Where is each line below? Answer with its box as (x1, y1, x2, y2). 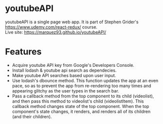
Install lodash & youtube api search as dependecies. (12, 67, 117, 73)
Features (5, 46, 42, 57)
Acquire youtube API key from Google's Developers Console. (12, 62, 135, 68)
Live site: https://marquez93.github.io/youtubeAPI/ (5, 29, 106, 35)
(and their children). (12, 113, 52, 119)
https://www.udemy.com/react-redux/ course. (5, 24, 98, 30)
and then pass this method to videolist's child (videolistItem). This (12, 98, 144, 104)
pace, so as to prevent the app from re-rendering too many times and (12, 83, 151, 89)
